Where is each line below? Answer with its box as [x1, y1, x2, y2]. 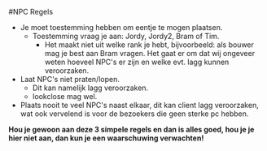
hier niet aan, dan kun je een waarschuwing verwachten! [8, 133, 204, 143]
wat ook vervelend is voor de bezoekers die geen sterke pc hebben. [20, 109, 249, 119]
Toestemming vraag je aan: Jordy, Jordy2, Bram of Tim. [32, 32, 220, 41]
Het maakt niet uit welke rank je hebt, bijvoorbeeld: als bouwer [44, 40, 255, 50]
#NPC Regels [8, 7, 54, 16]
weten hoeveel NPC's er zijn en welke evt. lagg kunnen [44, 57, 230, 67]
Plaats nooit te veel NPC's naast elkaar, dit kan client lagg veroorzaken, [20, 101, 259, 110]
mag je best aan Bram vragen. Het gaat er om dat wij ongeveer [44, 49, 255, 58]
